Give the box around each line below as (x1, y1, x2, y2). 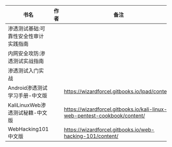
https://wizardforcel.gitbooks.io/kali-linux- (63, 106, 167, 113)
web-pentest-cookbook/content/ (63, 112, 145, 119)
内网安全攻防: (8, 50, 40, 57)
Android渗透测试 (8, 84, 48, 91)
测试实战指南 (13, 58, 45, 64)
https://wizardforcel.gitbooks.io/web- (63, 126, 155, 133)
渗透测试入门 (8, 67, 39, 74)
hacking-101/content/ (63, 133, 119, 139)
